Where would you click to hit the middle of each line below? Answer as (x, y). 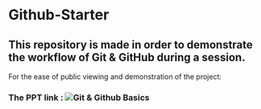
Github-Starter (59, 15)
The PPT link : (36, 97)
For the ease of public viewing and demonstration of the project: (115, 77)
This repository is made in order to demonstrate (131, 45)
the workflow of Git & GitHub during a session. (127, 57)
